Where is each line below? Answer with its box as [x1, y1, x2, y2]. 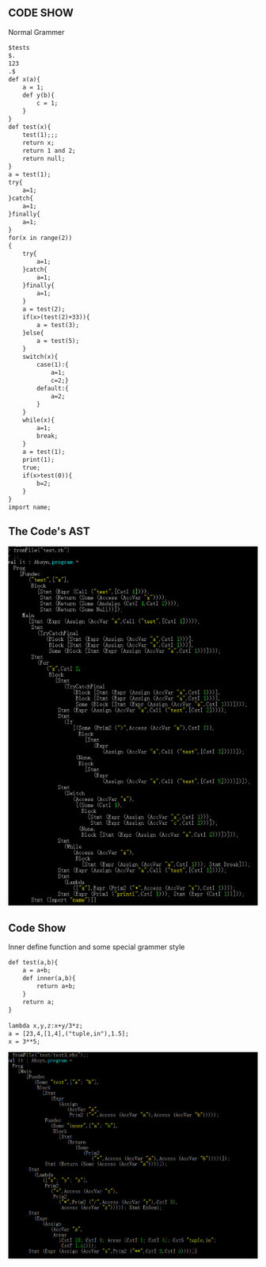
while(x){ [22, 416, 55, 424]
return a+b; [36, 983, 77, 990]
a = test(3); [36, 321, 80, 329]
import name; [8, 503, 51, 511]
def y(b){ [22, 91, 55, 99]
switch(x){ [22, 353, 59, 361]
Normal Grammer [8, 27, 65, 36]
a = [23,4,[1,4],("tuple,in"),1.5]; [8, 1030, 129, 1038]
